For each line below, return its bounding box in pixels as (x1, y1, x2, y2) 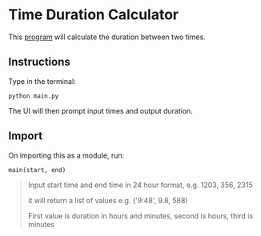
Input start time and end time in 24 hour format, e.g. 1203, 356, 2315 (27, 180, 254, 190)
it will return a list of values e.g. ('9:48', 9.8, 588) (27, 195, 188, 205)
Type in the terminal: (8, 76, 76, 86)
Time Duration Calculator (8, 6, 179, 24)
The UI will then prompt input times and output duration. (8, 106, 194, 115)
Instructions (8, 55, 70, 69)
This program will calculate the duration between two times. (8, 32, 206, 42)
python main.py (8, 92, 59, 100)
